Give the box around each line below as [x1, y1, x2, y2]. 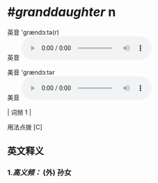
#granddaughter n [7, 4, 116, 20]
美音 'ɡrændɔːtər [7, 67, 55, 77]
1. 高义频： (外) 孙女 [7, 168, 72, 177]
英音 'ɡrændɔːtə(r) [7, 28, 60, 36]
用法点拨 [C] [7, 122, 43, 131]
